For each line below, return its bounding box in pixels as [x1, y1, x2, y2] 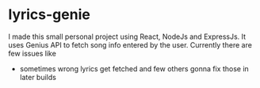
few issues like [8, 48, 57, 58]
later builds [19, 72, 57, 82]
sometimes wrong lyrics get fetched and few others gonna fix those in [19, 63, 250, 73]
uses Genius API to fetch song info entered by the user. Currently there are [8, 40, 252, 49]
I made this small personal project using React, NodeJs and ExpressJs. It [8, 32, 247, 41]
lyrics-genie [8, 6, 91, 24]
